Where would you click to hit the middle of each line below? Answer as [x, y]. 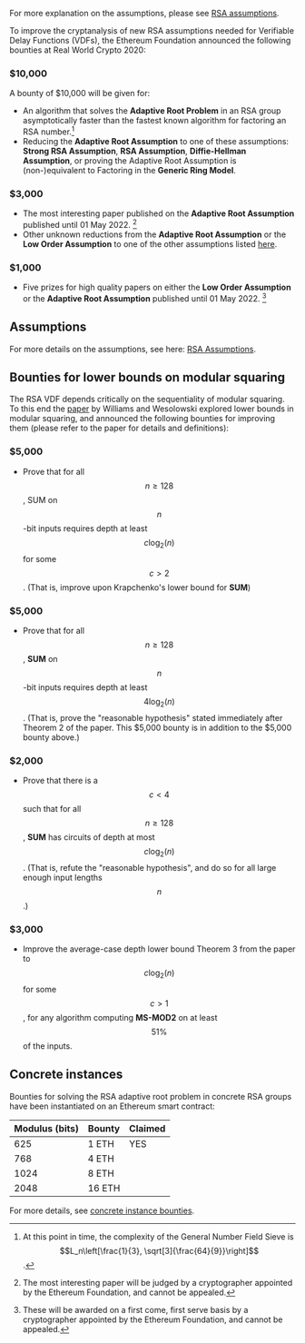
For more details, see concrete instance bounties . [102, 1210]
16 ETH [104, 1188]
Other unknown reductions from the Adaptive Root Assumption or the [154, 234]
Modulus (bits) [46, 1128]
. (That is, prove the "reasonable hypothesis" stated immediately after [152, 717]
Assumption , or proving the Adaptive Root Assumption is [129, 160]
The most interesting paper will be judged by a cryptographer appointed [157, 1282]
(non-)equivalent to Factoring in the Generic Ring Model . [129, 170]
